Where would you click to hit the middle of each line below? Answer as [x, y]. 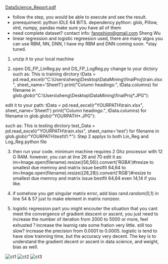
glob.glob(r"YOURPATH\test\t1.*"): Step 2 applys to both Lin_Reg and [77, 136]
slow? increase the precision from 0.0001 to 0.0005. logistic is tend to [85, 231]
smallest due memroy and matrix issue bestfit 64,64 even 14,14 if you [84, 178]
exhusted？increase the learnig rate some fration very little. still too [82, 225]
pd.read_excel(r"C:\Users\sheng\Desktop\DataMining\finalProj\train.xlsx [87, 79]
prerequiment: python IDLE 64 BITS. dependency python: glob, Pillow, [85, 22]
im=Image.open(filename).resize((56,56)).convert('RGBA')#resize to [83, 162]
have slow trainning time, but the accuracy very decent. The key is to [84, 236]
